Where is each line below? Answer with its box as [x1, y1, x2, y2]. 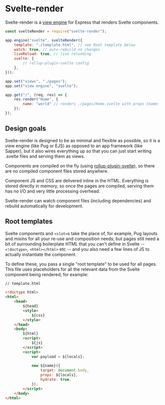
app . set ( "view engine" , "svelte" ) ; [5, 83, 78, 88]
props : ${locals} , [40, 372, 78, 378]
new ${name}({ [31, 364, 61, 368]
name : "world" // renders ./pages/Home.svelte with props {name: [23, 102, 160, 107]
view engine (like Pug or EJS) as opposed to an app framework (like [5, 143, 143, 149]
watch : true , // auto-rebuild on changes [14, 47, 100, 52]
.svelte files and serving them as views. [5, 153, 85, 159]
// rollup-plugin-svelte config [23, 61, 90, 66]
